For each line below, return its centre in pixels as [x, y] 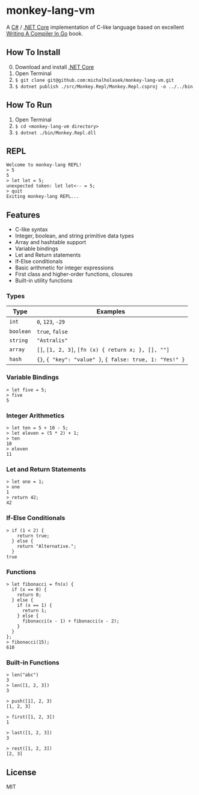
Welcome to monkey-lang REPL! [44, 165]
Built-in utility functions [44, 281]
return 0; [29, 595]
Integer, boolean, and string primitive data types [74, 236]
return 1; [34, 610]
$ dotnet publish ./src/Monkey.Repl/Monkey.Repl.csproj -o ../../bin [104, 87]
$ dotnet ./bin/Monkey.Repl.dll [55, 133]
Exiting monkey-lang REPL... [43, 197]
